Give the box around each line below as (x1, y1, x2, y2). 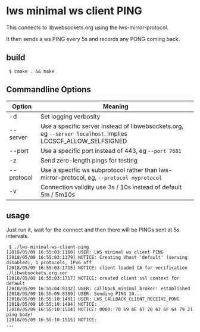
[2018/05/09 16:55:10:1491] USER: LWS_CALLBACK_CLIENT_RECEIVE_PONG (6, 296, 180, 302)
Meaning (102, 102, 129, 111)
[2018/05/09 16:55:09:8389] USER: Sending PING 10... (6, 291, 143, 297)
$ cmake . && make (8, 68, 55, 74)
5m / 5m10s (40, 190, 76, 199)
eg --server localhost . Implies (40, 129, 128, 137)
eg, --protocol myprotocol (87, 173, 162, 181)
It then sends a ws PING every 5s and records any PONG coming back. (6, 35, 180, 42)
